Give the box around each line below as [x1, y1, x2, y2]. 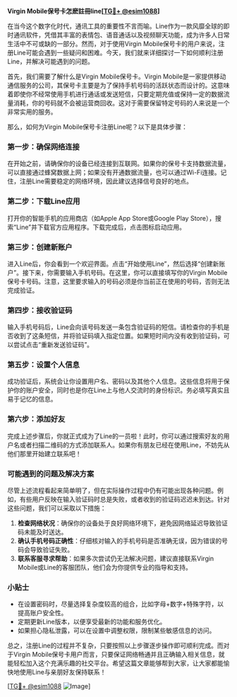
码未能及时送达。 [17, 528, 68, 537]
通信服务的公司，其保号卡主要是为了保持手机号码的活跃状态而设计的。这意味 [7, 81, 230, 89]
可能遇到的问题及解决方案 [7, 469, 95, 479]
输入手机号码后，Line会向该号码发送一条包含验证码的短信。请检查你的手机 [7, 323, 224, 332]
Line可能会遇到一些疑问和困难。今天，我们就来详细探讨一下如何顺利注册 [13, 49, 224, 57]
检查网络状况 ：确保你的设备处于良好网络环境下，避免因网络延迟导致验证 [17, 519, 228, 527]
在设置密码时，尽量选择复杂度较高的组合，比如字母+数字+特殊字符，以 [17, 600, 224, 609]
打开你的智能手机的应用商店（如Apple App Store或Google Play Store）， [7, 213, 216, 222]
